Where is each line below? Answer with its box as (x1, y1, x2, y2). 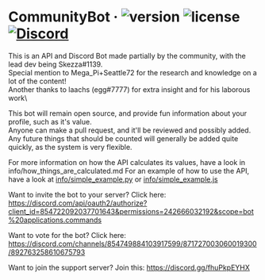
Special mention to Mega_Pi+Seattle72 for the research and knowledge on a (8, 67, 258, 77)
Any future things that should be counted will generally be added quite (8, 133, 239, 143)
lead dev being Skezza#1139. (8, 59, 103, 69)
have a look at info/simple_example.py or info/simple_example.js (8, 175, 218, 184)
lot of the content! (8, 76, 67, 86)
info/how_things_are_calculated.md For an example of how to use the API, (8, 166, 250, 175)
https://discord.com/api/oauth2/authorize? (8, 198, 148, 208)
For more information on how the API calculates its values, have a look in (8, 157, 246, 167)
